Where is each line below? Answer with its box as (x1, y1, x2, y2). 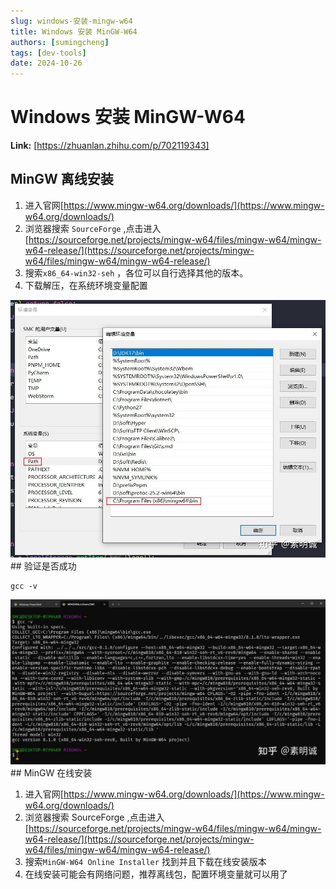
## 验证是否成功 (10, 560, 77, 572)
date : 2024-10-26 (10, 58, 83, 69)
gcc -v (10, 581, 38, 592)
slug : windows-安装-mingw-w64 (10, 16, 133, 26)
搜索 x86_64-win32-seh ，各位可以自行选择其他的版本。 (24, 266, 249, 279)
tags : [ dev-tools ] (10, 48, 87, 58)
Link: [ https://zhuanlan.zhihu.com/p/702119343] (10, 140, 210, 152)
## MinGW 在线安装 (10, 767, 93, 779)
